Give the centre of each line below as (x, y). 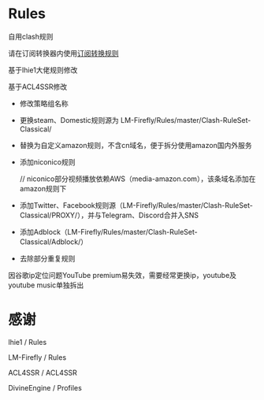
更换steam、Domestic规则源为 (69, 120)
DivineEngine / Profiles (45, 387)
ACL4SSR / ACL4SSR (43, 372)
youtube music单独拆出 (46, 285)
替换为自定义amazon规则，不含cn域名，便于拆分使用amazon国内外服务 (136, 145)
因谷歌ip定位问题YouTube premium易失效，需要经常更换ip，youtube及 (123, 275)
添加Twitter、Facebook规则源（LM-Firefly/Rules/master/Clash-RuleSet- (136, 205)
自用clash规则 (31, 36)
